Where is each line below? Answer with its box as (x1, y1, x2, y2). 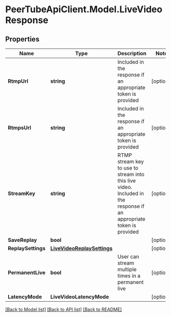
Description (117, 50, 147, 57)
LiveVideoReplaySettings (50, 245, 113, 252)
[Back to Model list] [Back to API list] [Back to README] (5, 306, 122, 312)
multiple (117, 266, 137, 273)
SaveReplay (8, 236, 37, 243)
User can (117, 253, 139, 260)
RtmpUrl (8, 78, 28, 85)
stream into (117, 171, 145, 178)
